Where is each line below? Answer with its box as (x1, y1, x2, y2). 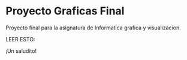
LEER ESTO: (5, 35, 35, 43)
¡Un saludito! (5, 47, 37, 55)
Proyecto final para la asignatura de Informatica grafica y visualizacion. (5, 24, 181, 31)
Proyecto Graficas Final (5, 4, 125, 18)
